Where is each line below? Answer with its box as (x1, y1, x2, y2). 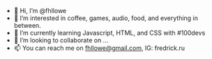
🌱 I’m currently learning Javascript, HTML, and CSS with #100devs (13, 28, 206, 37)
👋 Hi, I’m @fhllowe (13, 7, 67, 15)
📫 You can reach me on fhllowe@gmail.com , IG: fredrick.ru (13, 44, 185, 52)
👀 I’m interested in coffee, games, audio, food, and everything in (13, 14, 199, 22)
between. (13, 22, 42, 29)
